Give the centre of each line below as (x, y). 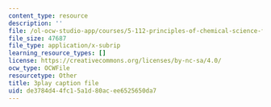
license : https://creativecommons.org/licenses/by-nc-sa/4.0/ (115, 61)
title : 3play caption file (54, 83)
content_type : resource (48, 16)
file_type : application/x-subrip (65, 46)
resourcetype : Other (43, 76)
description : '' (35, 23)
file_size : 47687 (38, 38)
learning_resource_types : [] (57, 53)
